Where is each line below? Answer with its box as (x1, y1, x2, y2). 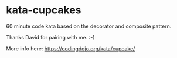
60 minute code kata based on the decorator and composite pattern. (6, 23, 172, 30)
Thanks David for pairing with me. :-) (6, 34, 95, 41)
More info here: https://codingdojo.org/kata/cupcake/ (6, 45, 135, 52)
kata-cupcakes (6, 3, 81, 17)
